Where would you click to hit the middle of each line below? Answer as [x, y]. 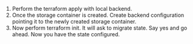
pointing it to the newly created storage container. [74, 21]
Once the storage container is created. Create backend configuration [98, 15]
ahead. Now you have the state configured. [66, 34]
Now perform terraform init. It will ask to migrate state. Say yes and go [100, 28]
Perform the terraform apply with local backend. [72, 9]
